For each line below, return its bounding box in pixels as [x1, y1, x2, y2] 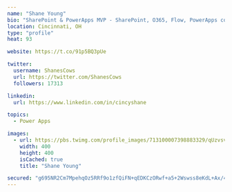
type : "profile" [7, 29, 54, 37]
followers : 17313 [13, 80, 64, 87]
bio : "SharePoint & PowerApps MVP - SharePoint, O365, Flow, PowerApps [7, 17, 217, 23]
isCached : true [19, 156, 64, 163]
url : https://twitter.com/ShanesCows [13, 73, 122, 80]
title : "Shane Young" [19, 162, 81, 169]
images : [7, 131, 30, 137]
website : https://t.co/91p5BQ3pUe [7, 48, 107, 55]
